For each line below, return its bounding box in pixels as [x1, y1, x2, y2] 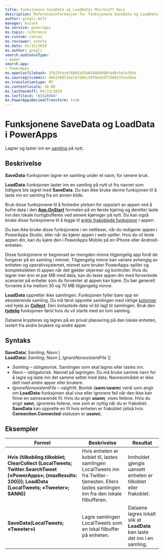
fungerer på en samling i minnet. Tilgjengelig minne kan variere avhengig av [5, 257, 158, 262]
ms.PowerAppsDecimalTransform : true [5, 98, 80, 103]
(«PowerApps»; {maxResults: [7, 472, 77, 478]
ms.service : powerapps [5, 25, 51, 30]
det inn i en [127, 534, 154, 541]
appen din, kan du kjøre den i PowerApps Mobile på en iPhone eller [5, 237, 140, 243]
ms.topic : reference [5, 30, 47, 35]
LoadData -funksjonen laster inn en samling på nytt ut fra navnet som [5, 181, 144, 188]
